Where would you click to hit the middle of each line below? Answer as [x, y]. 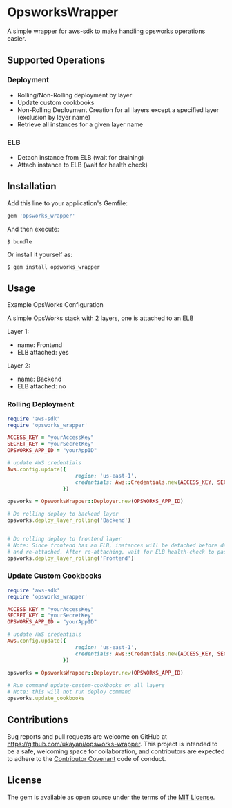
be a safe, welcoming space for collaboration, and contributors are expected [116, 751]
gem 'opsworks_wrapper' [41, 216]
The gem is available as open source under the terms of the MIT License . [111, 797]
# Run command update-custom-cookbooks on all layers [86, 686]
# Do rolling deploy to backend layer [63, 514]
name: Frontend [40, 345]
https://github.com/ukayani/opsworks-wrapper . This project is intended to [113, 744]
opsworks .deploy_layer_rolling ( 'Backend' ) [69, 520]
